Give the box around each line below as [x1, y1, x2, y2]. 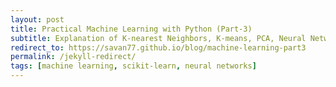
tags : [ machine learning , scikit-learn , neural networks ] [10, 61, 257, 71]
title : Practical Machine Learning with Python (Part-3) [10, 24, 253, 34]
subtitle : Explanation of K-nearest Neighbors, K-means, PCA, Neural [10, 33, 307, 43]
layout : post [10, 14, 65, 25]
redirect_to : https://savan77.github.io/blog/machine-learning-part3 [10, 42, 307, 53]
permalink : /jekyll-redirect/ [10, 52, 137, 62]
